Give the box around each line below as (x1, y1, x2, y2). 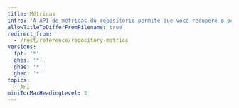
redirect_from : (7, 30, 53, 38)
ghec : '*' (14, 70, 43, 77)
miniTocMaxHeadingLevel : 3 (7, 90, 87, 97)
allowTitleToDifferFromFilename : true (7, 23, 122, 31)
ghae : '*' (14, 63, 43, 70)
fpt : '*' (14, 50, 40, 58)
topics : (7, 76, 31, 84)
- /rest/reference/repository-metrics (14, 37, 129, 44)
